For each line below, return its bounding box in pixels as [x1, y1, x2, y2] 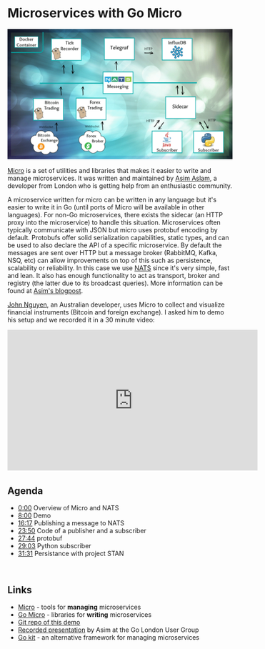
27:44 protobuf [17, 534, 63, 543]
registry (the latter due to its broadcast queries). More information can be [7, 279, 224, 287]
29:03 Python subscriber [17, 542, 91, 550]
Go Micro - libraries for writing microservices [17, 610, 152, 619]
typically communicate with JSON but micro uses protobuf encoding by [7, 226, 218, 234]
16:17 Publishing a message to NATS [17, 519, 125, 527]
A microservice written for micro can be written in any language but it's [7, 195, 216, 204]
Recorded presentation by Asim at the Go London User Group [17, 625, 199, 634]
